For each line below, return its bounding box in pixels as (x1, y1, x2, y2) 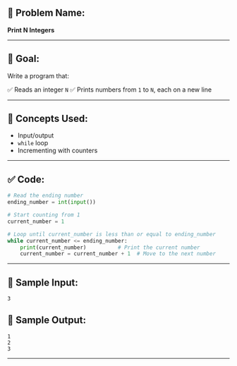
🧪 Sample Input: (7, 276, 79, 288)
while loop (17, 139, 49, 147)
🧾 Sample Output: (7, 315, 87, 327)
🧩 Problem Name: (7, 7, 85, 19)
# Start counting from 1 (7, 212, 80, 219)
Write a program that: (7, 71, 69, 80)
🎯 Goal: (7, 53, 40, 65)
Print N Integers (7, 25, 55, 34)
